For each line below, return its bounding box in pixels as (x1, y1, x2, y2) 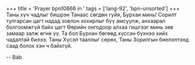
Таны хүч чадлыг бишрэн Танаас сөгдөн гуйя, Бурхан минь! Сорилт (6, 11, 177, 18)
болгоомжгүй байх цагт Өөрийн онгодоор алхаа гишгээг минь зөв (6, 23, 174, 30)
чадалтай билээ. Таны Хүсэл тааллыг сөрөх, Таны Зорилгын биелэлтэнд (6, 36, 189, 43)
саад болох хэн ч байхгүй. (6, 42, 72, 49)
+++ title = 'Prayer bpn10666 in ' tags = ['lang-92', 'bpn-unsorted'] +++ (6, 5, 180, 12)
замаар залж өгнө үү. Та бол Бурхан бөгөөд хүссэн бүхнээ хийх (6, 30, 168, 37)
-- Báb (6, 54, 22, 60)
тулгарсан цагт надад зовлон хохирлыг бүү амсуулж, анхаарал (6, 18, 166, 24)
